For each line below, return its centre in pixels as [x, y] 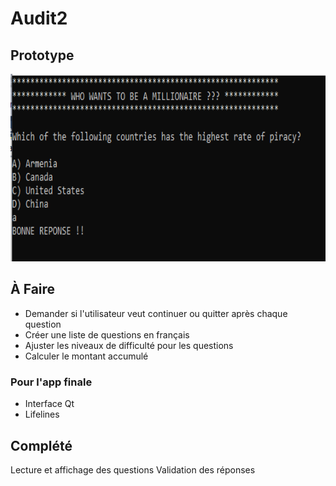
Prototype [42, 55]
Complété [41, 445]
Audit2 [39, 18]
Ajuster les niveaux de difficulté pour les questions [129, 345]
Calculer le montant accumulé [86, 356]
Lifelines [42, 414]
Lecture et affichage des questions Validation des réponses [133, 469]
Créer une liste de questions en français [107, 334]
